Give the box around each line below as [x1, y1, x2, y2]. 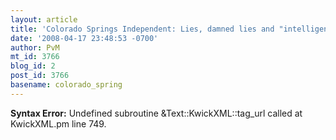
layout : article [10, 14, 78, 25]
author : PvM [10, 42, 60, 53]
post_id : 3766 [10, 71, 70, 81]
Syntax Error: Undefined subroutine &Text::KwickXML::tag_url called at [10, 107, 303, 119]
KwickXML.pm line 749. [10, 117, 107, 130]
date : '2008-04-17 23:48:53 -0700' [10, 33, 159, 43]
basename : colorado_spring [10, 80, 123, 90]
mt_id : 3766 [10, 52, 60, 62]
